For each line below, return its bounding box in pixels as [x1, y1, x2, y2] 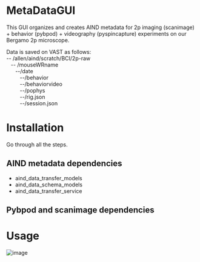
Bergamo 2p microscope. [6, 36, 70, 44]
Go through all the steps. [6, 140, 68, 148]
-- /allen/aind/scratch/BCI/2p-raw [6, 54, 91, 62]
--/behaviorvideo [19, 80, 62, 88]
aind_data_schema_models [15, 181, 83, 188]
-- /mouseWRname [10, 61, 59, 68]
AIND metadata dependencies [6, 159, 122, 169]
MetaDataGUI [6, 4, 76, 18]
